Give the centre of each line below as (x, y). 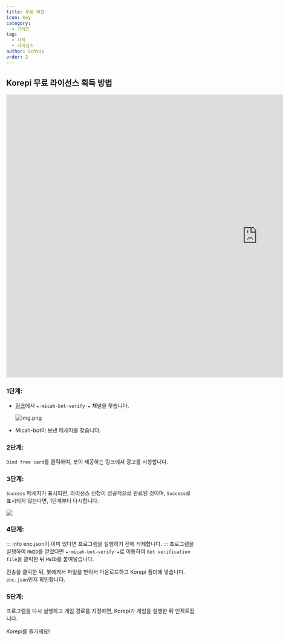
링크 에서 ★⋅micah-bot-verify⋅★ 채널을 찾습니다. (72, 405)
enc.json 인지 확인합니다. (36, 579)
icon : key (19, 18)
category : (19, 23)
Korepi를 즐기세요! (28, 631)
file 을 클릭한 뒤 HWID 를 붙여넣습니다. (50, 559)
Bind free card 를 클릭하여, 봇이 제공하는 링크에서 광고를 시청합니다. (87, 462)
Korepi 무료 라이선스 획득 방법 (59, 83)
